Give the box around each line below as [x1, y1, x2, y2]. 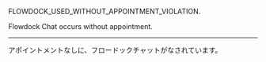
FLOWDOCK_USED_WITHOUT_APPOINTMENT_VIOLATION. [8, 7, 201, 16]
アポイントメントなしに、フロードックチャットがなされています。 [8, 46, 222, 54]
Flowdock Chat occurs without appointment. [8, 22, 153, 31]
